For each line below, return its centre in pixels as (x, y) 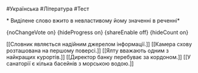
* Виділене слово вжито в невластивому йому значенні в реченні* (93, 20)
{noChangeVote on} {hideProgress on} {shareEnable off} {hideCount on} (97, 32)
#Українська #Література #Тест (48, 9)
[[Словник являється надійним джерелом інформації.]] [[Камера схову (99, 44)
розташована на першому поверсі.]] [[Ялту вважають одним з (88, 50)
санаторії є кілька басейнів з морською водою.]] (70, 64)
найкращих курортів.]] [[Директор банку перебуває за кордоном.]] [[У (98, 57)
